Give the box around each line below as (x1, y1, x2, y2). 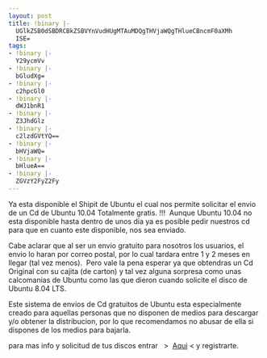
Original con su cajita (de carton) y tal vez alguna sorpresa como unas (8, 266, 242, 276)
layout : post (8, 11, 52, 20)
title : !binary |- (8, 19, 70, 27)
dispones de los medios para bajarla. (8, 325, 131, 335)
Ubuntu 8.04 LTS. (8, 284, 67, 293)
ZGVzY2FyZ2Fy (15, 177, 60, 186)
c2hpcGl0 (15, 86, 45, 95)
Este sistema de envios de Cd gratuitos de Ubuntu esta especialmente (8, 299, 242, 309)
